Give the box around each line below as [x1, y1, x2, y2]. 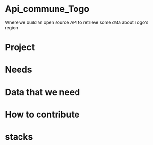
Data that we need [5, 86, 80, 98]
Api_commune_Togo [5, 3, 90, 15]
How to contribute [5, 109, 80, 120]
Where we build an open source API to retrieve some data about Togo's [5, 20, 149, 25]
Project [5, 42, 35, 53]
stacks [5, 131, 33, 142]
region [5, 24, 18, 30]
